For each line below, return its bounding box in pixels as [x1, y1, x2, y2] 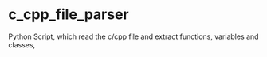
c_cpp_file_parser [8, 6, 129, 24]
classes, [8, 40, 36, 49]
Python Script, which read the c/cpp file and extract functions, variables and [8, 32, 259, 41]
